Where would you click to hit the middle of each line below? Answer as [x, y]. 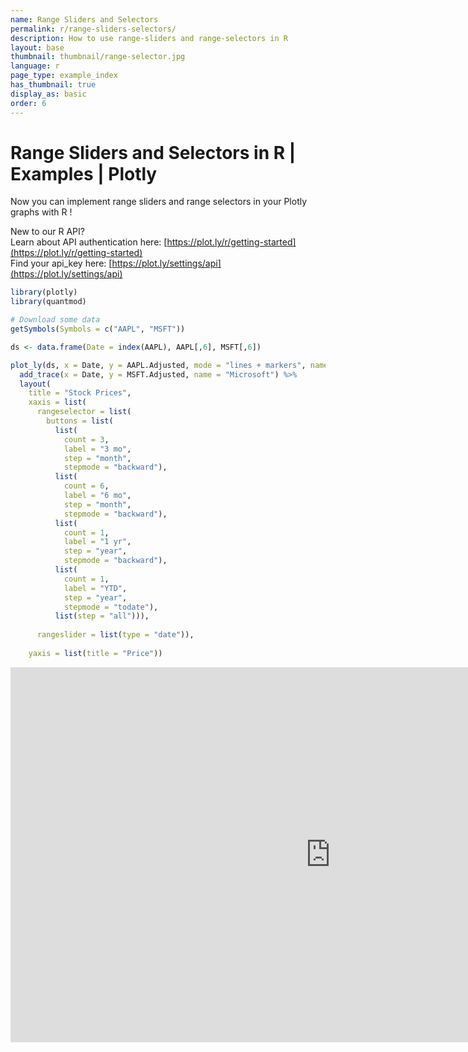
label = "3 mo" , [97, 449]
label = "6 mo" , [97, 496]
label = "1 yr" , [97, 542]
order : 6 [28, 103]
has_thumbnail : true [53, 85]
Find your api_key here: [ [61, 263]
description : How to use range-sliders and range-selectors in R [149, 38]
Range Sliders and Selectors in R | [153, 152]
